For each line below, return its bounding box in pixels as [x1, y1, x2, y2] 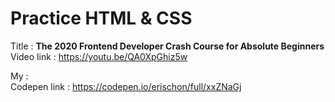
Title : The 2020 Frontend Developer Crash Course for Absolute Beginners [10, 40, 325, 52]
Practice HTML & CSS [10, 7, 193, 30]
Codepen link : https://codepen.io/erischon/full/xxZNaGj [10, 80, 242, 92]
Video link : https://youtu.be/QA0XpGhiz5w [10, 50, 188, 62]
